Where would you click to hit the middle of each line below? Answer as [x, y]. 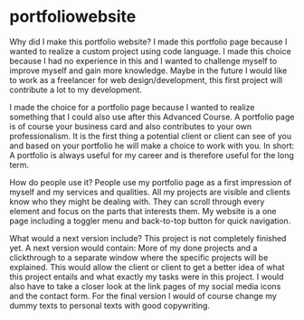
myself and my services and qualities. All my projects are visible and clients [150, 192]
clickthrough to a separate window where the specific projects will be [139, 257]
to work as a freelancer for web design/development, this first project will [146, 80]
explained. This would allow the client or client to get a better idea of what [147, 267]
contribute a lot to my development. [76, 89]
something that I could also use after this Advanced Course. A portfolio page [152, 117]
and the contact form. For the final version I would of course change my [143, 296]
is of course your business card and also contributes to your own [131, 126]
